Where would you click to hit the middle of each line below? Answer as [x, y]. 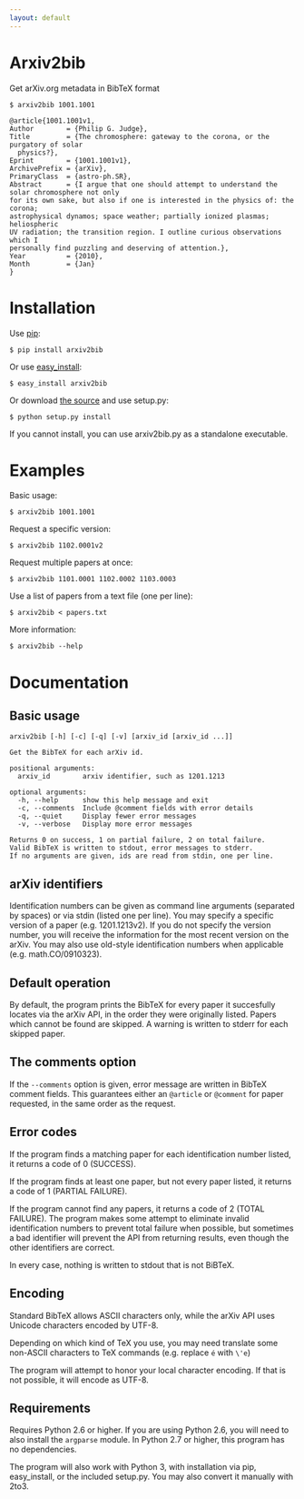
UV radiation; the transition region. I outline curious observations [146, 232]
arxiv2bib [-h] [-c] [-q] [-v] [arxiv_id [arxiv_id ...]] [121, 737]
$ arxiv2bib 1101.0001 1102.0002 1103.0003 [93, 579]
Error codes [43, 1132]
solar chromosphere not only [64, 192]
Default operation [60, 983]
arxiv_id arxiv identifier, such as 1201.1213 [121, 777]
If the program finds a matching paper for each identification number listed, [151, 1154]
